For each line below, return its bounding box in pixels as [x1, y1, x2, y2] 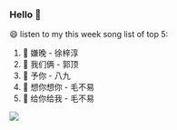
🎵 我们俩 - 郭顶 [22, 59, 79, 70]
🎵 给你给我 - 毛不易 [22, 93, 95, 104]
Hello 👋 [9, 8, 42, 21]
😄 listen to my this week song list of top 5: [9, 29, 169, 40]
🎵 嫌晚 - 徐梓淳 [22, 47, 79, 58]
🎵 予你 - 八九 [22, 70, 71, 81]
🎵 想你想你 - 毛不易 [22, 82, 95, 93]
